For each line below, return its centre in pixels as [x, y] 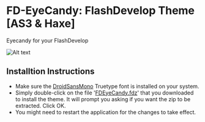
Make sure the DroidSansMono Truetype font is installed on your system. [107, 86]
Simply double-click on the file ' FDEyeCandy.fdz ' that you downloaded [104, 93]
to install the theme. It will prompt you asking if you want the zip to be [103, 99]
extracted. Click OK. [40, 106]
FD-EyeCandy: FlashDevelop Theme [100, 11]
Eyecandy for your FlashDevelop [47, 40]
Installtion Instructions [50, 72]
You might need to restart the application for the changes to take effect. [106, 112]
